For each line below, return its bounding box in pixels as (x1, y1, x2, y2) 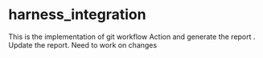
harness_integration (8, 6, 146, 24)
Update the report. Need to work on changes (8, 40, 158, 49)
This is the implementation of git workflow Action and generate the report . (8, 32, 256, 41)
